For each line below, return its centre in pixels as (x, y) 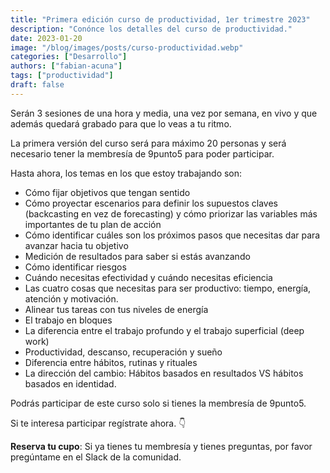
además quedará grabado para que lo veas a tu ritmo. (121, 123)
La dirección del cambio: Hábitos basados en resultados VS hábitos (164, 373)
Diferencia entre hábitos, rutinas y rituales (111, 362)
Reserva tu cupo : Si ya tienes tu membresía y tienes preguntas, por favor (161, 446)
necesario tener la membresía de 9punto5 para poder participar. (142, 153)
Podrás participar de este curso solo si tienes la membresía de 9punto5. (158, 403)
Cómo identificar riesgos (75, 267)
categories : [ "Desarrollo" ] (69, 57)
